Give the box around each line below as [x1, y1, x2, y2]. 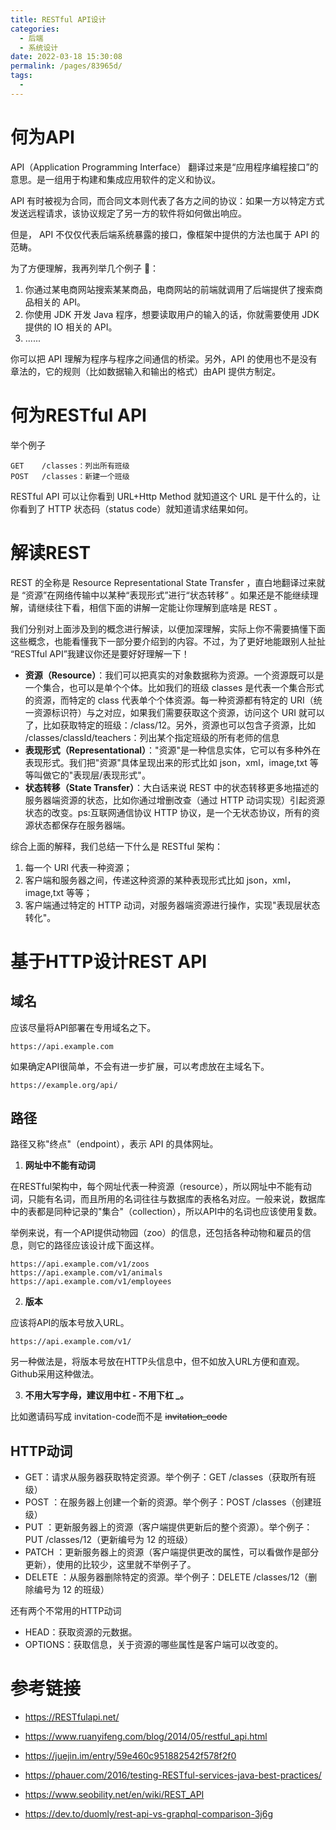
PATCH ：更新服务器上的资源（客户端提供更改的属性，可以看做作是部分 [24, 1546, 320, 1558]
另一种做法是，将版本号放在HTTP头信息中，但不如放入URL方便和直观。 [10, 1356, 305, 1368]
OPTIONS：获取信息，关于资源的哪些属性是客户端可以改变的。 [24, 1639, 284, 1651]
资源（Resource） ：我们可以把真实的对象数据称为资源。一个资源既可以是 [24, 669, 325, 681]
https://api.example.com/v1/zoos [10, 1259, 150, 1270]
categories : [10, 24, 60, 34]
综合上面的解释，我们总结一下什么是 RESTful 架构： [10, 840, 224, 852]
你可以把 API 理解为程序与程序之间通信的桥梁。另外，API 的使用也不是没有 [10, 352, 318, 365]
